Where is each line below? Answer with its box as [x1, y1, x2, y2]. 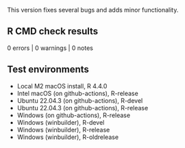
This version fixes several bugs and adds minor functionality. [7, 6, 179, 14]
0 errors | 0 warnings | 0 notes [7, 44, 94, 52]
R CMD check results [7, 25, 99, 37]
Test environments [7, 64, 89, 75]
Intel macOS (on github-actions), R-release [16, 89, 138, 97]
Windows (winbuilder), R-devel [16, 118, 105, 126]
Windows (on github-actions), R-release [16, 111, 131, 119]
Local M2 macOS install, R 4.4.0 [16, 82, 108, 90]
